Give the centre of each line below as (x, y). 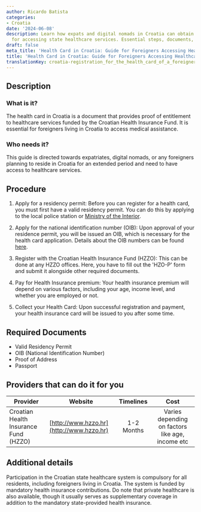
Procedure (26, 189)
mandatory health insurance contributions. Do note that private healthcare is (100, 490)
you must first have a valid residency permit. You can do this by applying (104, 210)
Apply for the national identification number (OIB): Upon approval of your (105, 228)
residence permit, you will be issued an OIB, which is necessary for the (102, 234)
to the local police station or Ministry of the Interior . (78, 216)
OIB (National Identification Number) (60, 353)
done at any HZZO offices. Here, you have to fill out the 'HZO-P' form (100, 265)
